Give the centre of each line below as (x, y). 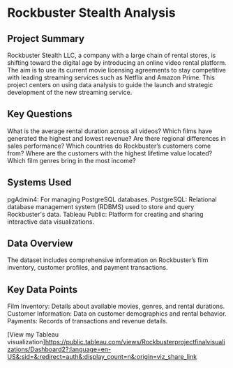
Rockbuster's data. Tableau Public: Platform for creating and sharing (105, 214)
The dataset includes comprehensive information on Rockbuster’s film (108, 260)
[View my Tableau (33, 335)
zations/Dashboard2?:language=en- (59, 349)
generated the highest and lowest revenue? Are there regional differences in (117, 138)
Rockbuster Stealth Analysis (91, 13)
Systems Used (39, 183)
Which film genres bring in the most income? (72, 160)
